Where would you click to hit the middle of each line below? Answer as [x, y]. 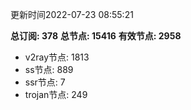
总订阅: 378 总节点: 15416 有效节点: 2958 [96, 36]
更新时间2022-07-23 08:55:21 [72, 14]
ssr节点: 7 [45, 82]
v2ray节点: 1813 [57, 57]
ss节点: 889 [49, 69]
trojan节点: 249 [56, 94]
